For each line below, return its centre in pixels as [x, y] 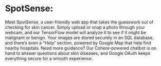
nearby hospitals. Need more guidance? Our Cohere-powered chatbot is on [81, 48]
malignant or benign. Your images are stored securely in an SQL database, [80, 38]
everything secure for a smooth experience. [49, 58]
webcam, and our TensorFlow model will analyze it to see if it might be [76, 32]
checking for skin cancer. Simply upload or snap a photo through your [75, 27]
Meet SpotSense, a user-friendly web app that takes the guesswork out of [79, 22]
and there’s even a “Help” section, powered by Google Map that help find [78, 43]
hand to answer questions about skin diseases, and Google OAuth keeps [78, 53]
